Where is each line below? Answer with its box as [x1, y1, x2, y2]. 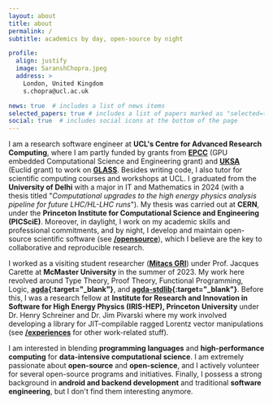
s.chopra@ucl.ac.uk [23, 87, 89, 95]
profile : [8, 50, 38, 58]
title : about [8, 20, 53, 28]
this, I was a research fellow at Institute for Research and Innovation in [8, 293, 248, 303]
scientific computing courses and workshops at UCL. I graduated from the [8, 174, 258, 184]
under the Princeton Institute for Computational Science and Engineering [8, 208, 260, 218]
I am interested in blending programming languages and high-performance [8, 343, 265, 354]
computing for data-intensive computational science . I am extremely [8, 352, 245, 362]
